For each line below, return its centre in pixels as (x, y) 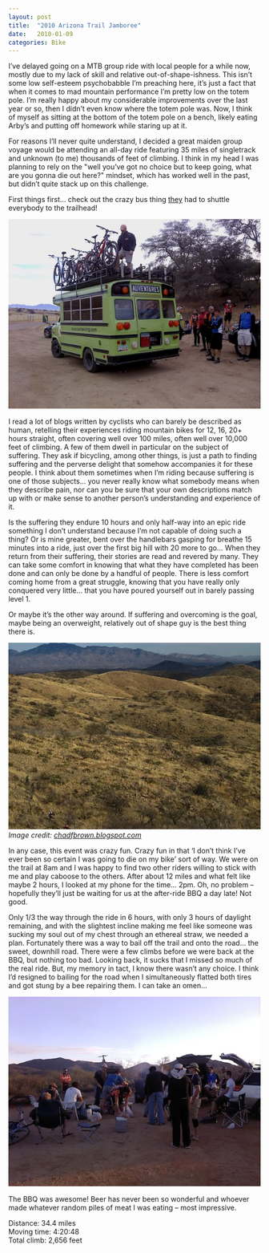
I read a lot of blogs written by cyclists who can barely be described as (125, 422)
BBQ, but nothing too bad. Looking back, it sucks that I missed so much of (130, 959)
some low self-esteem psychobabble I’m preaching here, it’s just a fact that (132, 83)
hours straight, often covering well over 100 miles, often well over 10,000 (128, 439)
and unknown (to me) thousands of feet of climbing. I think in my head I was (134, 158)
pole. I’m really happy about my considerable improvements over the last (128, 100)
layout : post (30, 17)
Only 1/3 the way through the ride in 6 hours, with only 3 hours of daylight (130, 917)
